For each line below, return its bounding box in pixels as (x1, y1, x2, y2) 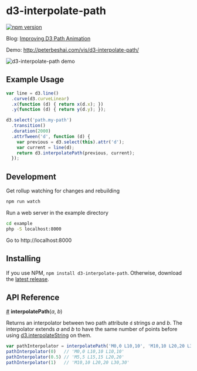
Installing (6, 254, 41, 264)
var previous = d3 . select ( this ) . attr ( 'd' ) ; (16, 139, 125, 145)
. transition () (11, 123, 46, 129)
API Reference (6, 292, 60, 302)
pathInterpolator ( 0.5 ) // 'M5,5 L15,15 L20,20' (6, 354, 125, 360)
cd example (6, 220, 33, 227)
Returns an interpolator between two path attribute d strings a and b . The (6, 319, 183, 326)
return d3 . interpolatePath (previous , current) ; (16, 150, 135, 156)
